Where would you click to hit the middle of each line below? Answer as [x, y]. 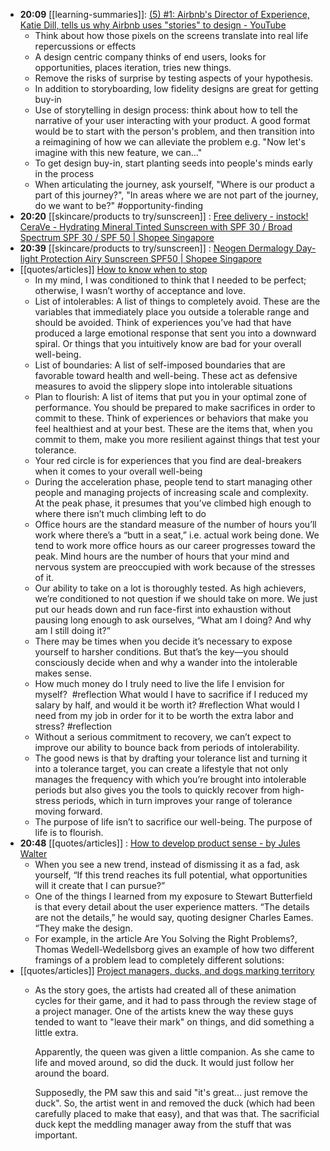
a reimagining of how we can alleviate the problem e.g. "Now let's [170, 142]
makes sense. [63, 673]
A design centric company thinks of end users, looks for [150, 57]
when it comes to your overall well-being [118, 471]
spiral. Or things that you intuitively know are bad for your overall [168, 343]
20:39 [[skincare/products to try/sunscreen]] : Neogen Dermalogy [156, 248]
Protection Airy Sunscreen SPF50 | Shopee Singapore [151, 258]
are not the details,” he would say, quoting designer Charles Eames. [174, 917]
